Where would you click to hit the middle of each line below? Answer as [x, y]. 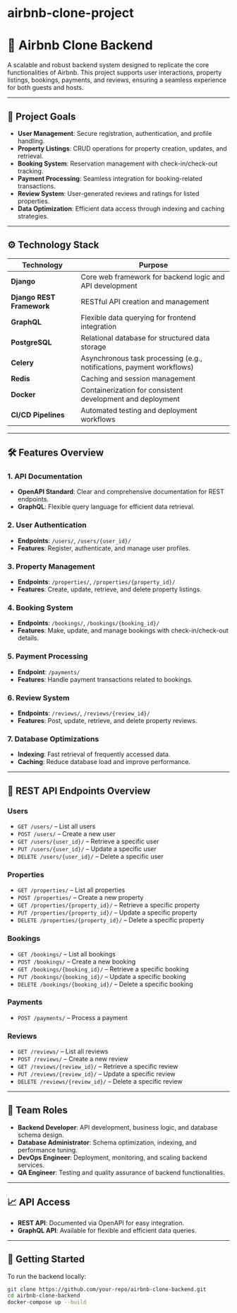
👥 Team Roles [38, 1110]
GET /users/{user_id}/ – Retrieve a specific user [88, 841]
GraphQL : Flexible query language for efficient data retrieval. [106, 507]
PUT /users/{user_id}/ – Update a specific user [87, 849]
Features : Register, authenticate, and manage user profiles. [104, 548]
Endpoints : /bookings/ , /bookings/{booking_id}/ [89, 623]
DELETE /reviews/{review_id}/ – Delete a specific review [100, 1082]
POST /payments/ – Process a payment [73, 1017]
